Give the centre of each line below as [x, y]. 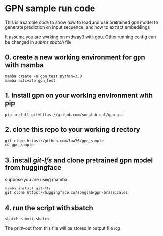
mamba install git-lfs [28, 189]
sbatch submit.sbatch [27, 219]
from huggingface [33, 168]
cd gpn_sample [20, 145]
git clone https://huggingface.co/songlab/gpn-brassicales [67, 193]
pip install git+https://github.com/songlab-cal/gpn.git [64, 115]
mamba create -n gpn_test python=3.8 [44, 76]
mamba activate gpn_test [30, 81]
